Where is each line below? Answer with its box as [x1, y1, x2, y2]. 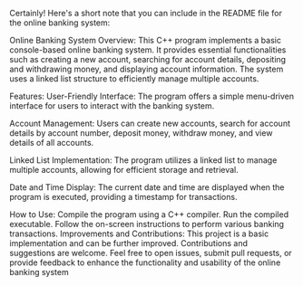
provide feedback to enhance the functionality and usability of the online [9, 257, 281, 268]
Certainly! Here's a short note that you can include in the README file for [9, 8, 283, 18]
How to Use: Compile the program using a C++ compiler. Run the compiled [9, 209, 288, 220]
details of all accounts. [9, 138, 94, 148]
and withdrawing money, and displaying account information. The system [9, 63, 284, 74]
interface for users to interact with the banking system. [9, 100, 215, 111]
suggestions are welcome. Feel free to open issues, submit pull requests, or [9, 248, 292, 258]
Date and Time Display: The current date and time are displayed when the [9, 182, 285, 193]
